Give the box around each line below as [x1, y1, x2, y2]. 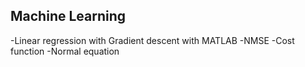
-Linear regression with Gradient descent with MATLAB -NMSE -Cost [10, 34, 295, 46]
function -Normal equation [10, 45, 120, 57]
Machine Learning [10, 8, 127, 25]
